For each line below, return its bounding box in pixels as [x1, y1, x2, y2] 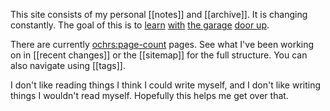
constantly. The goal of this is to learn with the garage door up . [10, 19, 270, 31]
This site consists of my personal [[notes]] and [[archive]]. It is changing [10, 9, 308, 20]
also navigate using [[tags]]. [10, 60, 126, 71]
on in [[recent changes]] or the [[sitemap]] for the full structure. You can [10, 49, 308, 61]
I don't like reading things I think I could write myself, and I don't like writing [10, 79, 322, 91]
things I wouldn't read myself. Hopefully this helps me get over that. [10, 90, 289, 101]
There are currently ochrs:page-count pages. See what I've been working [10, 39, 315, 50]
